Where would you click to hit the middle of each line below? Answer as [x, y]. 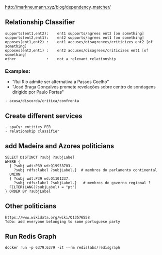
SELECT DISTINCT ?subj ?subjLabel [40, 157]
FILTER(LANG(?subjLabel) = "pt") [43, 187]
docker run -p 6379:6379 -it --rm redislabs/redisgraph [63, 248]
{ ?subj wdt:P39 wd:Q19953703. [41, 166]
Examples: [18, 71]
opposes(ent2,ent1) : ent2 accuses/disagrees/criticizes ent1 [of [77, 51]
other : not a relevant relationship [61, 59]
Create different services [44, 116]
